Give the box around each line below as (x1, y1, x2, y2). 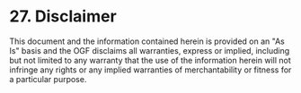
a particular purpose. (9, 73, 87, 84)
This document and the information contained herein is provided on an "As (9, 36, 285, 46)
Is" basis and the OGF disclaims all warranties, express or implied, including (9, 45, 290, 55)
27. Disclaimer (9, 6, 117, 27)
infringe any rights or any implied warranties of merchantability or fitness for (9, 64, 292, 75)
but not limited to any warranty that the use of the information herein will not (9, 55, 291, 65)
